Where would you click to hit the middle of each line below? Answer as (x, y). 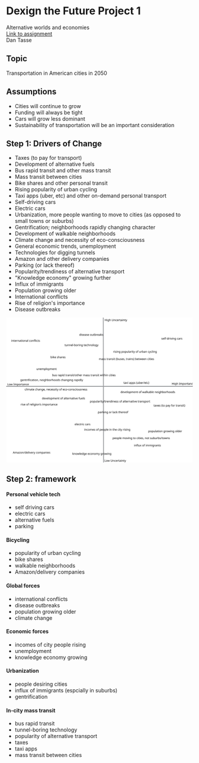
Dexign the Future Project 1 (73, 11)
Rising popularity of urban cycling (56, 190)
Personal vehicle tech (33, 494)
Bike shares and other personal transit (61, 183)
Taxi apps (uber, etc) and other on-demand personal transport (91, 196)
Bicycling (18, 540)
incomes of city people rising (50, 644)
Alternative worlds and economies (48, 27)
